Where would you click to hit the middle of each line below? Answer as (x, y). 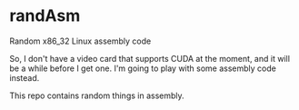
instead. (25, 77)
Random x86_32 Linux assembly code (80, 41)
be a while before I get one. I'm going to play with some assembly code (143, 68)
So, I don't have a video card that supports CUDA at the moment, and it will (150, 58)
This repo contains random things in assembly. (97, 95)
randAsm (45, 16)
